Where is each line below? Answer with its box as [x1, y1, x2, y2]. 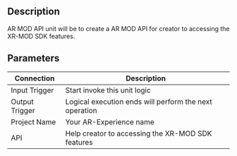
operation [65, 105, 97, 115]
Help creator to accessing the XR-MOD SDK [65, 128, 212, 138]
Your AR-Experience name [65, 116, 154, 126]
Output [11, 97, 34, 107]
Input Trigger [11, 85, 54, 95]
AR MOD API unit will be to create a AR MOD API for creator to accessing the [7, 24, 230, 32]
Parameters [7, 52, 60, 64]
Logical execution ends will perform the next [65, 97, 213, 107]
